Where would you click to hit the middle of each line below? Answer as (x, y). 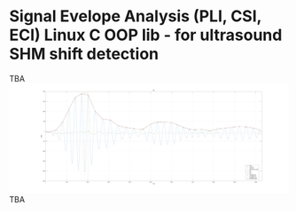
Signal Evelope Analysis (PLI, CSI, (136, 16)
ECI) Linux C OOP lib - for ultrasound (146, 35)
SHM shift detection (84, 54)
